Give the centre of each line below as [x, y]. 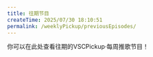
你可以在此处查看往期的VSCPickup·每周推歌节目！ [78, 47]
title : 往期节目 [28, 13]
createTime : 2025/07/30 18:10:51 [55, 20]
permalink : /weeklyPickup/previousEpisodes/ [72, 26]
